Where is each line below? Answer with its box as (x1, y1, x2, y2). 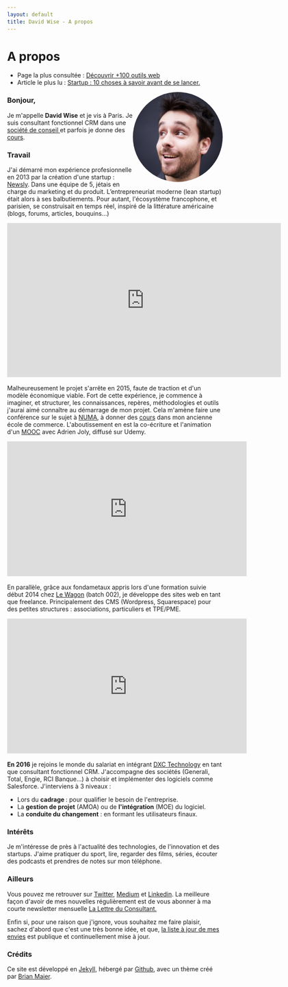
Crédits (7, 949, 32, 959)
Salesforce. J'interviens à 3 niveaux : (7, 782, 112, 790)
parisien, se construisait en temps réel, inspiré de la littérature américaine (7, 202, 214, 210)
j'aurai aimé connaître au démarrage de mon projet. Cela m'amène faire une (7, 406, 221, 414)
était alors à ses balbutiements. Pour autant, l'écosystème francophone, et (7, 195, 218, 203)
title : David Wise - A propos (7, 18, 94, 25)
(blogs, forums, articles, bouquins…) (7, 210, 109, 218)
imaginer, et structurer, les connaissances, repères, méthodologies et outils (7, 399, 219, 407)
